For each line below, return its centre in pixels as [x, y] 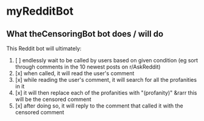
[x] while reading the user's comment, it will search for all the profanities [106, 80]
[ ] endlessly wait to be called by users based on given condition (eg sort [107, 60]
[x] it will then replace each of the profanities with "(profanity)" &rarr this [106, 93]
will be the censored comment [53, 99]
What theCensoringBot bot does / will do [85, 34]
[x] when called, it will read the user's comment [75, 73]
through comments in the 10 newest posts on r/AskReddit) [88, 67]
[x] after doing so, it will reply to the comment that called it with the [99, 106]
